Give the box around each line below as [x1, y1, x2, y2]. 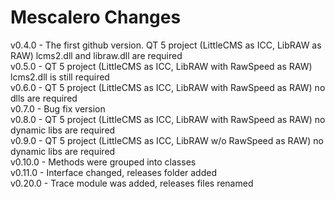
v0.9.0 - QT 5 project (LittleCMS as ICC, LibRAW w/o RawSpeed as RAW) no [10, 134, 324, 146]
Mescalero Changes [10, 6, 182, 29]
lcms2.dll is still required [10, 71, 110, 83]
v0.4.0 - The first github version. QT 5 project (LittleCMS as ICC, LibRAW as [10, 39, 322, 51]
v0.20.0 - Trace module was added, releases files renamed [10, 177, 254, 189]
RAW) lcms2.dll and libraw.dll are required [10, 49, 183, 61]
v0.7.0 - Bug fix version [10, 102, 106, 115]
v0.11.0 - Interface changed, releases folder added [10, 166, 217, 178]
